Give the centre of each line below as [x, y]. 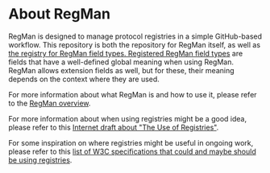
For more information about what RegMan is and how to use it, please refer [133, 94]
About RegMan [60, 14]
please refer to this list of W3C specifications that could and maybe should [132, 151]
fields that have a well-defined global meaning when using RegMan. [121, 62]
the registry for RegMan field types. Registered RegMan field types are [126, 53]
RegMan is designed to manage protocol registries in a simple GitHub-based [135, 36]
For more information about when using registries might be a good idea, [128, 118]
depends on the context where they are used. [84, 79]
